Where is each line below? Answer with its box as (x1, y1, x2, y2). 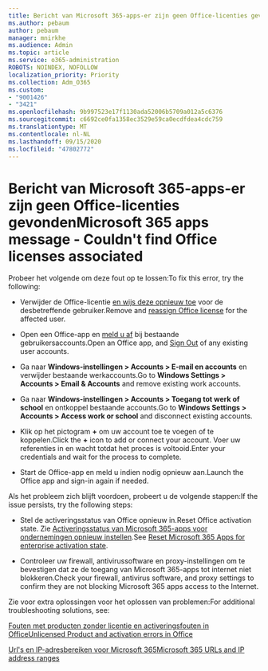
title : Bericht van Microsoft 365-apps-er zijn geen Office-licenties (8, 11, 248, 20)
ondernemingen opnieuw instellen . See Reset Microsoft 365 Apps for (19, 532, 246, 542)
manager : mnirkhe (8, 33, 66, 42)
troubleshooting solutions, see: (8, 606, 110, 615)
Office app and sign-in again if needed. (19, 476, 149, 486)
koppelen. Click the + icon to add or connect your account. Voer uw (19, 435, 241, 445)
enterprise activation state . (19, 541, 108, 551)
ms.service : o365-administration (8, 57, 120, 65)
